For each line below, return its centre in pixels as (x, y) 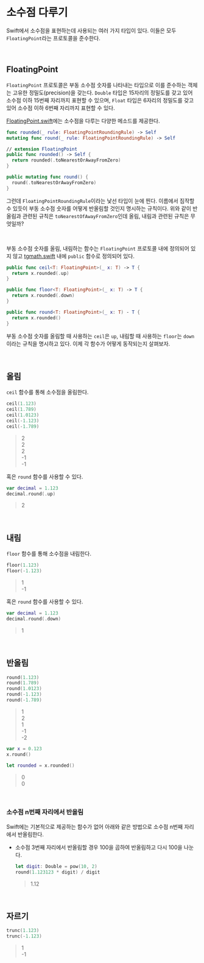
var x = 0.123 (24, 748)
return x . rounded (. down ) (43, 296)
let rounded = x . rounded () (40, 766)
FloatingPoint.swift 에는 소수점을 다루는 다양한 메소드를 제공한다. (83, 121)
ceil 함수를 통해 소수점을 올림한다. (47, 392)
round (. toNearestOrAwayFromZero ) (54, 183)
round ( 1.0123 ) (24, 689)
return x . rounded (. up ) (40, 273)
